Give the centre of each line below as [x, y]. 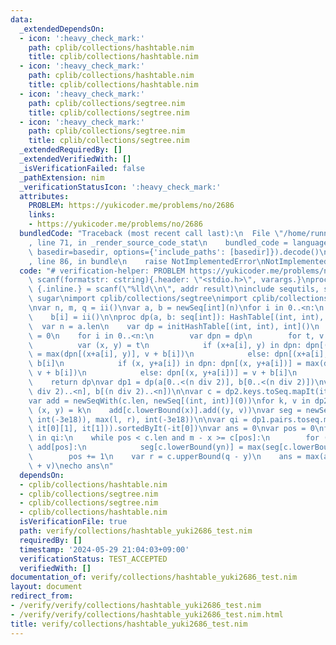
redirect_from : [42, 596]
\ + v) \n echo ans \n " [71, 466]
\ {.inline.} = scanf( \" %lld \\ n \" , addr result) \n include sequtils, [174, 289]
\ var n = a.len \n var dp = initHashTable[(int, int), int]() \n [174, 326]
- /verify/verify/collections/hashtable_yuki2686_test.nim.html [147, 614]
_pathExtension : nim [62, 177]
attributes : [44, 196]
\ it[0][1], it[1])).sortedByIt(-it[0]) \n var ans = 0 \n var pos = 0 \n [176, 429]
